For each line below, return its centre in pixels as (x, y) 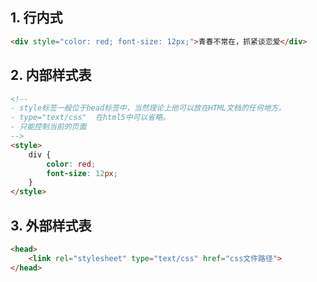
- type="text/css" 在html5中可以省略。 (90, 118)
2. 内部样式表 (51, 75)
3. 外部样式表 (51, 225)
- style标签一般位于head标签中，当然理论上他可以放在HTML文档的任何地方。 (148, 108)
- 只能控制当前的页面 (48, 127)
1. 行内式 (36, 18)
